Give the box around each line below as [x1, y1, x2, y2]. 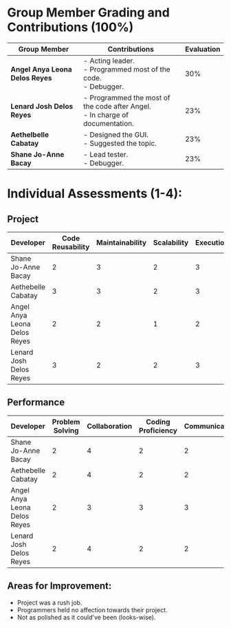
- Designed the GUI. [83, 129, 149, 139]
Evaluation [184, 44, 221, 54]
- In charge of [83, 110, 129, 120]
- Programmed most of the [83, 64, 170, 74]
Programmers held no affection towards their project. [16, 605, 168, 614]
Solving [53, 425, 79, 435]
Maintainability [96, 237, 146, 247]
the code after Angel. [83, 101, 151, 111]
